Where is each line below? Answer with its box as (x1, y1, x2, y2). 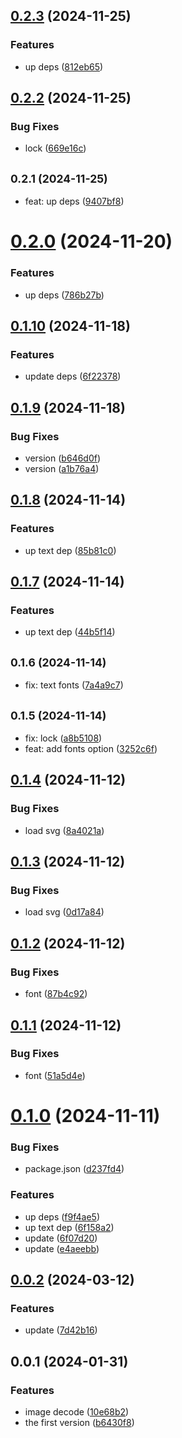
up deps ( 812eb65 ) (24, 60, 104, 73)
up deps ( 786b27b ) (24, 289, 105, 301)
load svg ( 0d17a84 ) (24, 906, 105, 918)
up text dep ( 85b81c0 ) (24, 544, 117, 556)
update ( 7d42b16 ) (24, 1324, 98, 1336)
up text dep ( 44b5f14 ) (24, 626, 116, 638)
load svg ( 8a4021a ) (24, 824, 105, 836)
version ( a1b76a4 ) (24, 463, 100, 475)
